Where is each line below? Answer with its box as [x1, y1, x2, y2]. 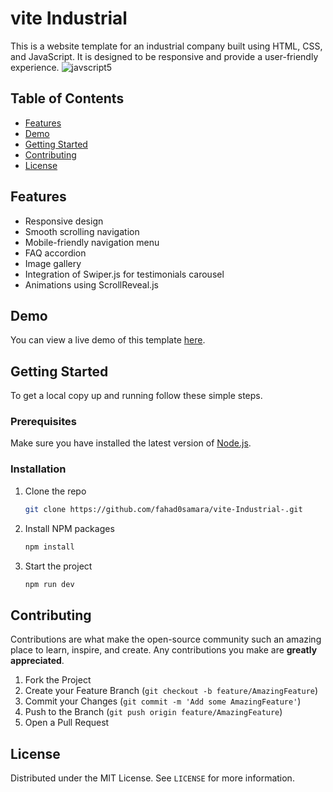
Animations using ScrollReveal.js [24, 278, 159, 291]
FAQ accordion [24, 247, 87, 259]
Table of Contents [10, 90, 125, 107]
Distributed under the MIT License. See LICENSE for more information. [10, 772, 295, 784]
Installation [10, 462, 67, 476]
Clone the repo [24, 485, 87, 497]
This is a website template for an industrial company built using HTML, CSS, [10, 40, 323, 52]
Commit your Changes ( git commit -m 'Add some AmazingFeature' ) [24, 695, 302, 707]
